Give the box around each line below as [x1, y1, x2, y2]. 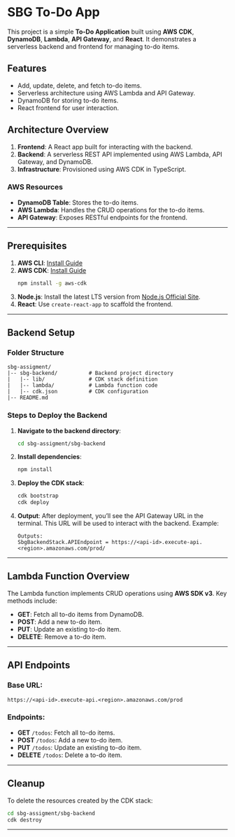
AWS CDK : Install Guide [17, 266, 87, 274]
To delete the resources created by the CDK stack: [7, 796, 153, 805]
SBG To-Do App [7, 4, 100, 20]
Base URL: [7, 681, 43, 690]
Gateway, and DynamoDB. [17, 157, 93, 165]
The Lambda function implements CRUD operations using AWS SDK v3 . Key [7, 589, 227, 597]
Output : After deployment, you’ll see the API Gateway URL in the [17, 512, 204, 520]
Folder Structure [7, 348, 64, 358]
